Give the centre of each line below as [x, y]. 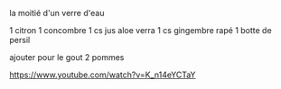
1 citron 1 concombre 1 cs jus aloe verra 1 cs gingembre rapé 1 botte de [141, 30]
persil [20, 40]
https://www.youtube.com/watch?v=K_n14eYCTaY [103, 75]
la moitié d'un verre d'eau [57, 13]
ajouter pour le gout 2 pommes [67, 57]
